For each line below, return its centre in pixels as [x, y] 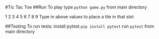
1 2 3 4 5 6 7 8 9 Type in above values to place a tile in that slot [70, 17]
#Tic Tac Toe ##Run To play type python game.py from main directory [76, 7]
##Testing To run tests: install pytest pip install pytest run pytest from [80, 26]
